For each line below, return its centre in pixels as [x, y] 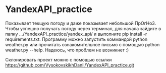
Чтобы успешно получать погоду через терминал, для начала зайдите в [83, 28]
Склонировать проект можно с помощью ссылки [59, 59]
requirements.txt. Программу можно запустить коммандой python [76, 39]
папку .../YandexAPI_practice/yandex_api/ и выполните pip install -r [76, 34]
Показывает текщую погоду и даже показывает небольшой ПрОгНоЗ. [81, 23]
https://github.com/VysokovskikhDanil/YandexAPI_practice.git [70, 65]
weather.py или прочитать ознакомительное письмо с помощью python [82, 44]
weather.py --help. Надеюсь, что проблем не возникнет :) [67, 50]
